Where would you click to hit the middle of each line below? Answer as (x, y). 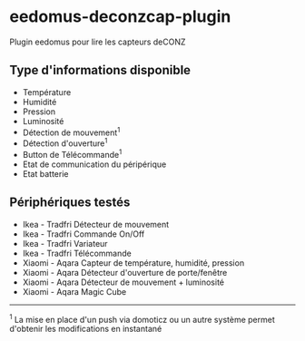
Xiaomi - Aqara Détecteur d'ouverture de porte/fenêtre (125, 272)
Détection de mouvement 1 (71, 132)
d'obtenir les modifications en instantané (86, 329)
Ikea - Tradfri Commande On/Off (84, 234)
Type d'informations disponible (100, 70)
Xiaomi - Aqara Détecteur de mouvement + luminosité (123, 282)
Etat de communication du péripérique (94, 164)
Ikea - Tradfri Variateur (65, 243)
